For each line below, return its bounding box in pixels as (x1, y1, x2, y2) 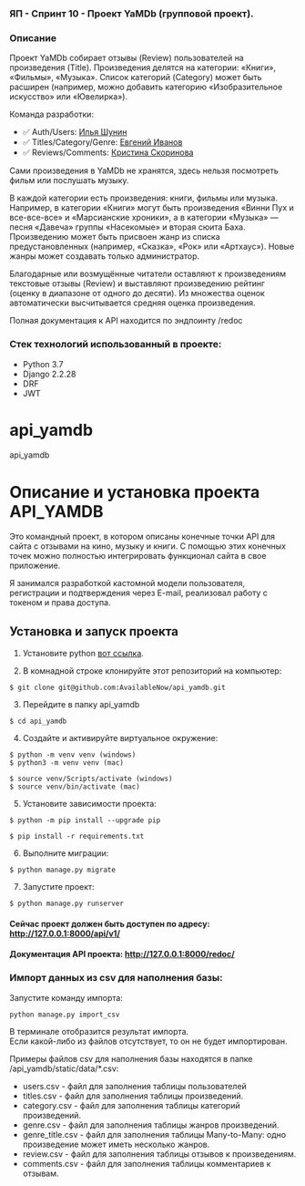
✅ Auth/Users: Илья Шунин (22, 127, 127, 138)
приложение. (9, 560, 61, 572)
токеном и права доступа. (9, 597, 111, 608)
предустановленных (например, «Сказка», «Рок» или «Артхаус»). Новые (9, 241, 295, 253)
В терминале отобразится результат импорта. (9, 1026, 189, 1036)
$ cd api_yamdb (9, 717, 67, 727)
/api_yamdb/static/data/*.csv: (9, 1063, 119, 1074)
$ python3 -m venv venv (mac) (9, 758, 125, 768)
